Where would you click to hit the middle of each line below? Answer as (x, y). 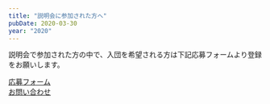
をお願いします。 (36, 64)
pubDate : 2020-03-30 (43, 23)
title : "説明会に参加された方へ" (58, 16)
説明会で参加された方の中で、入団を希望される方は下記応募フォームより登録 (135, 55)
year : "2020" (30, 31)
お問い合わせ (29, 92)
